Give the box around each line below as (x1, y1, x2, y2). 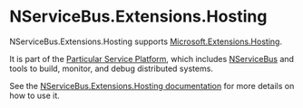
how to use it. (9, 90, 61, 101)
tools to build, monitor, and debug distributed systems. (9, 63, 213, 74)
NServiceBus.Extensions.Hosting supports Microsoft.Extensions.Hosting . (9, 36, 283, 47)
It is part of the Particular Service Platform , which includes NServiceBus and (9, 53, 295, 64)
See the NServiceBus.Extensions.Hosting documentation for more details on (9, 80, 295, 91)
